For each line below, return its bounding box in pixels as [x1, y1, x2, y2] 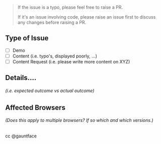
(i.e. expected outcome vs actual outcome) [5, 88, 95, 94]
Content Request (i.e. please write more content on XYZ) [12, 58, 130, 64]
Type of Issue [5, 34, 49, 42]
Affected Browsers [5, 103, 65, 112]
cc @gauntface [5, 133, 37, 139]
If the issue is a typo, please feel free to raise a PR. [17, 5, 123, 10]
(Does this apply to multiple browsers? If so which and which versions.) [5, 117, 153, 123]
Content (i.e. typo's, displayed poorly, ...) [12, 53, 97, 59]
